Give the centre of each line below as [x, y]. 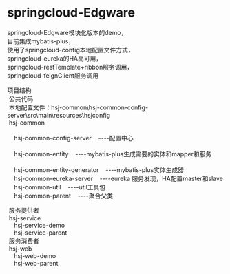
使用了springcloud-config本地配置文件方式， [71, 50]
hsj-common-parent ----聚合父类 [63, 196]
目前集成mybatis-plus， [41, 41]
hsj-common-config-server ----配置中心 [74, 138]
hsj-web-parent [36, 263]
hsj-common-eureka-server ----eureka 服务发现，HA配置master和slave [118, 178]
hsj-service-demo [39, 225]
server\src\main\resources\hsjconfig [59, 115]
